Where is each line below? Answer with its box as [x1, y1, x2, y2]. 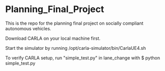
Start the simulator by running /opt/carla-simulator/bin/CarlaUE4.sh [5, 45, 146, 51]
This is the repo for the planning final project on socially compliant [5, 20, 144, 26]
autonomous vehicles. [5, 25, 52, 31]
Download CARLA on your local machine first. [5, 35, 101, 41]
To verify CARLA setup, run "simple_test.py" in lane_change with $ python [5, 54, 160, 61]
